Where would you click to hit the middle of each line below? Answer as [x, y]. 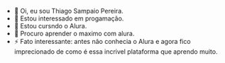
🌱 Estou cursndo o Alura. [50, 26]
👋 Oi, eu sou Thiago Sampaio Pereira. [69, 11]
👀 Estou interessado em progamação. [69, 18]
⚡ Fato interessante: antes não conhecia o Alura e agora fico [102, 41]
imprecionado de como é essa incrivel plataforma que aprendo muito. [116, 52]
